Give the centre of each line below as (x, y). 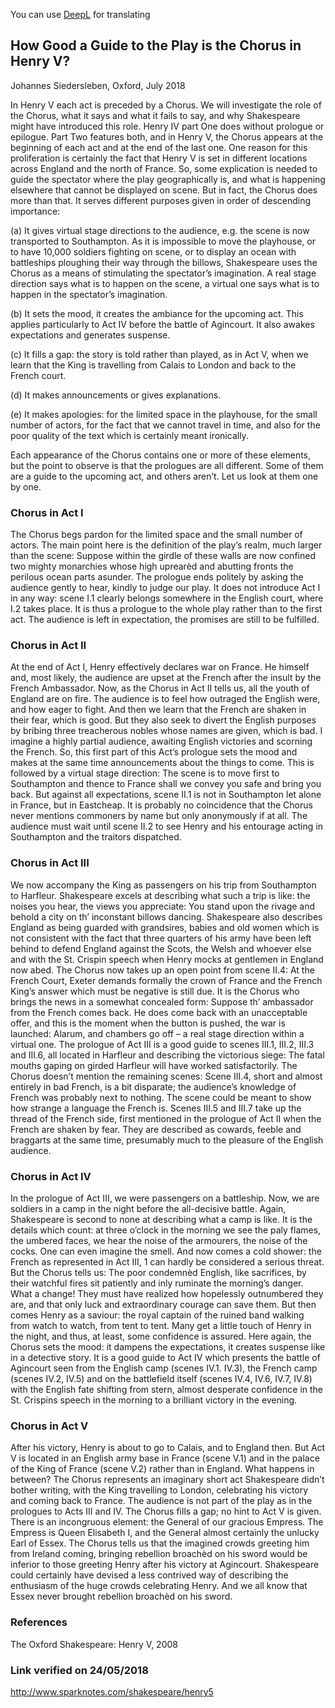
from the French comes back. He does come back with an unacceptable (159, 1012)
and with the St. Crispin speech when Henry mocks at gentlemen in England (167, 959)
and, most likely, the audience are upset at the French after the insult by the (166, 678)
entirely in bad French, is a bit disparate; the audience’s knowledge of (153, 1086)
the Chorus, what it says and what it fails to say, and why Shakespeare (155, 115)
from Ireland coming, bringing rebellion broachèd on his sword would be (159, 1554)
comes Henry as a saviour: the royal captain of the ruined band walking (157, 1315)
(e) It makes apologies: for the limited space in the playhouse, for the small (164, 414)
